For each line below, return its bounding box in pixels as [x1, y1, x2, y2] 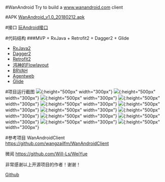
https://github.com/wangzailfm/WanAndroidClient [5, 141, 109, 146]
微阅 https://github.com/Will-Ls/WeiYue [5, 151, 88, 157]
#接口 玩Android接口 [5, 25, 48, 30]
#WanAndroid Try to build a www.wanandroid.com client [5, 5, 123, 10]
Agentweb [12, 73, 34, 79]
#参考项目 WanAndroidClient [5, 135, 65, 141]
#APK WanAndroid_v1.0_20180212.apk [5, 14, 85, 20]
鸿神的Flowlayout [12, 62, 49, 68]
